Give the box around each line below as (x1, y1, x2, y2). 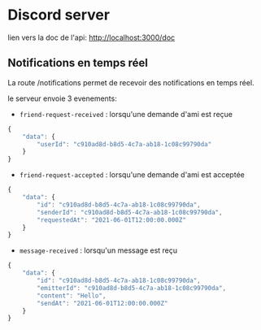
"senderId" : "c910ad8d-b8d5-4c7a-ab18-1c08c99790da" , (37, 208, 223, 216)
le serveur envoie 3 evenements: (7, 93, 117, 103)
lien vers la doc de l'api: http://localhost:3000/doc (7, 33, 176, 42)
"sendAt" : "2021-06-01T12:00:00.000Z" (37, 299, 168, 307)
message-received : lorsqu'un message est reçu (19, 245, 178, 255)
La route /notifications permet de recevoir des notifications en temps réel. (7, 77, 254, 87)
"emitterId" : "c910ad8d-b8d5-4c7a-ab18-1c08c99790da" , (37, 284, 227, 292)
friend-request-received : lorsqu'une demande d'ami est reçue (19, 109, 233, 119)
